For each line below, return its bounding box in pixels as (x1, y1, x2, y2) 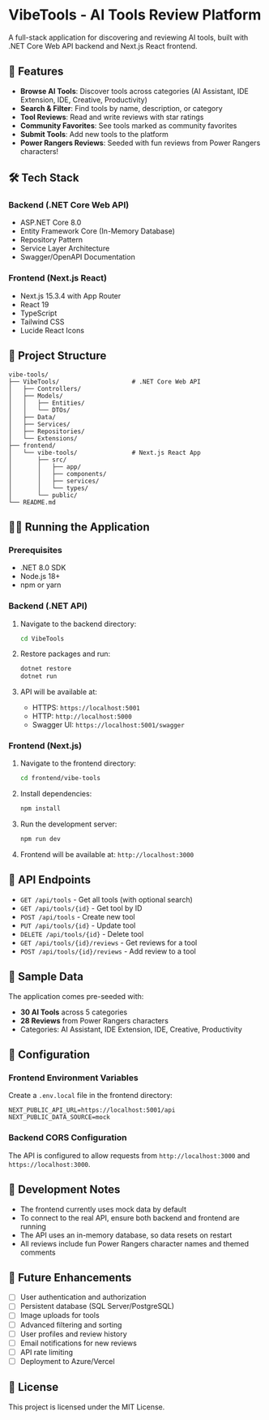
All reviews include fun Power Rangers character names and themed (19, 1238, 250, 1248)
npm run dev (19, 835, 61, 843)
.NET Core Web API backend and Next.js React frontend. (8, 41, 198, 50)
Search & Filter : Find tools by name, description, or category (19, 103, 223, 113)
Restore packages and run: (19, 649, 111, 659)
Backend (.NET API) (8, 600, 88, 611)
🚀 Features (8, 65, 64, 79)
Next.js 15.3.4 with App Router (19, 290, 122, 301)
